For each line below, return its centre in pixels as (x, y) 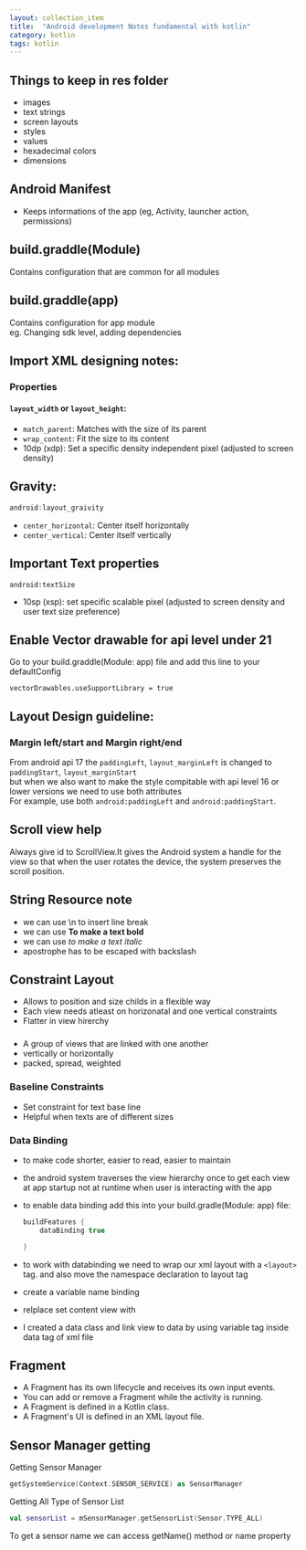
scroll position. (37, 871)
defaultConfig (36, 671)
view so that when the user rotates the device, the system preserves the (145, 861)
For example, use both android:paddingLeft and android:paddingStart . (143, 801)
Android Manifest (60, 190)
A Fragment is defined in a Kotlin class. (96, 1407)
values (35, 142)
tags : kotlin (34, 43)
